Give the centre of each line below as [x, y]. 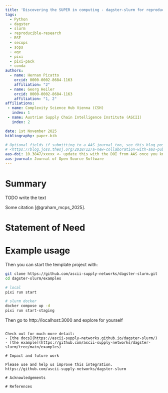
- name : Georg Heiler [32, 89]
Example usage [38, 251]
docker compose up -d [28, 306]
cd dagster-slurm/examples [33, 278]
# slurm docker [21, 301]
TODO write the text [26, 198]
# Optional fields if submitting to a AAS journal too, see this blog [80, 145]
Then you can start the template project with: [52, 264]
